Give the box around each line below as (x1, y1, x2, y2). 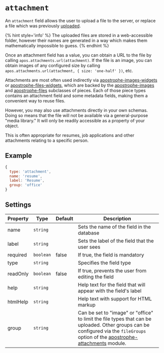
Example (5, 152, 32, 160)
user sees (78, 243, 101, 250)
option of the (78, 333, 107, 340)
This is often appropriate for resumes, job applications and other (5, 132, 135, 138)
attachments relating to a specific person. (5, 137, 89, 143)
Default (55, 215, 73, 222)
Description (103, 215, 131, 222)
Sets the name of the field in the (78, 223, 151, 230)
